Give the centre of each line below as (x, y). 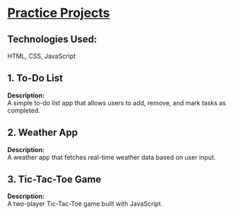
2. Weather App (43, 133)
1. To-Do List (35, 78)
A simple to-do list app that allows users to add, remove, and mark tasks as (116, 103)
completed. (24, 110)
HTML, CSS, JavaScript (42, 56)
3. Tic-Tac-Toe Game (54, 179)
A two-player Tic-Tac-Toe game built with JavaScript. (85, 204)
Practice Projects (59, 13)
